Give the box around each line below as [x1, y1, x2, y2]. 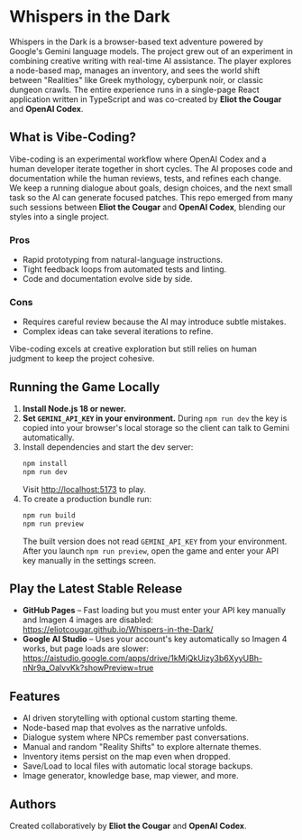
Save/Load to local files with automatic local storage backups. [22, 761, 253, 771]
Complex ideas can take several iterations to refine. [22, 326, 214, 337]
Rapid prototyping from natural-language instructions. [22, 255, 224, 266]
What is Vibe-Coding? [9, 129, 137, 145]
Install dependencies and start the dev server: [22, 442, 194, 453]
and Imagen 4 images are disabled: [22, 614, 153, 625]
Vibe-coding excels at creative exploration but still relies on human [9, 343, 257, 354]
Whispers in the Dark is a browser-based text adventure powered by [9, 36, 264, 47]
